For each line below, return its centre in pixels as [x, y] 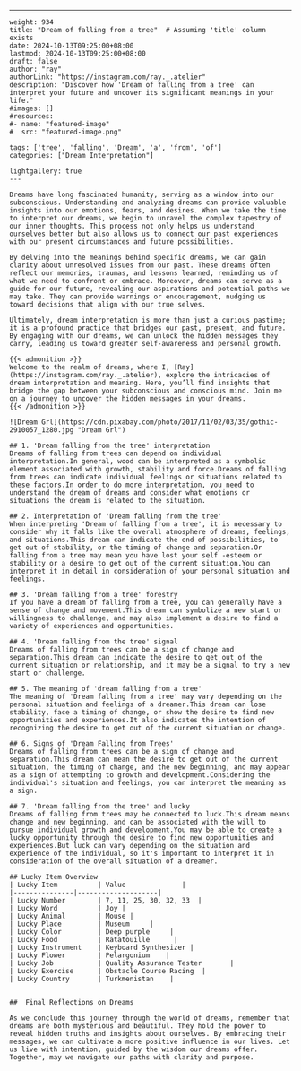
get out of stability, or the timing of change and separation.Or [136, 548]
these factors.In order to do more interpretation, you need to [132, 485]
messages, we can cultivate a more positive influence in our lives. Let [150, 1041]
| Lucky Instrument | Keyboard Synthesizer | [102, 947]
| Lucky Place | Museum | [82, 924]
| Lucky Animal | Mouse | [72, 916]
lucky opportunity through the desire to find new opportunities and [142, 838]
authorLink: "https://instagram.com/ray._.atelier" [107, 77]
